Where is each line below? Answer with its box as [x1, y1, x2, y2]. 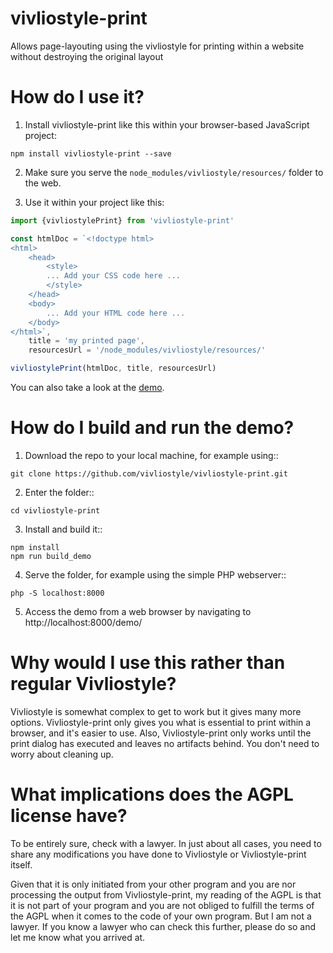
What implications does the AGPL [10, 783, 294, 806]
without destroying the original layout [10, 50, 164, 62]
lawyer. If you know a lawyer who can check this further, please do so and [10, 920, 317, 932]
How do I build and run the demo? [10, 417, 295, 439]
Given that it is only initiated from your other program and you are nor [10, 878, 297, 890]
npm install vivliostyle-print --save [10, 148, 172, 159]
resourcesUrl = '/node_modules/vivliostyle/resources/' [28, 345, 267, 356]
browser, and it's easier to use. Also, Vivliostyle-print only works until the [10, 727, 312, 739]
